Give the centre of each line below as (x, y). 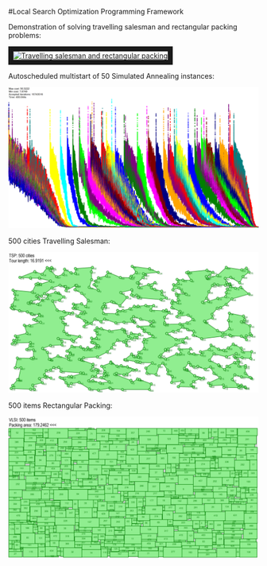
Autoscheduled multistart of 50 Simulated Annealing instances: (111, 76)
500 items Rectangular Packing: (60, 405)
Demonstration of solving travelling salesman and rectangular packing (123, 27)
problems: (25, 35)
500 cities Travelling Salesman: (59, 241)
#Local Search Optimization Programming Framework (96, 12)
